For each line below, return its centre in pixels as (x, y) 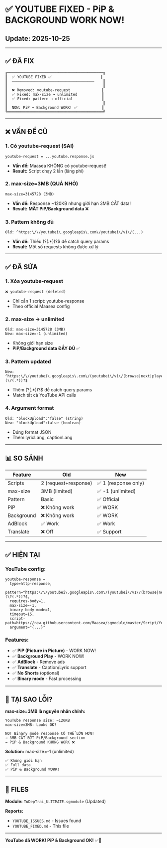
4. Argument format (30, 408)
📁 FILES (17, 789)
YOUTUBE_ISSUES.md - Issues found (47, 821)
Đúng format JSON (32, 432)
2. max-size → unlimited (35, 319)
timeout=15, (22, 614)
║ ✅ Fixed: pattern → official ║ (55, 99)
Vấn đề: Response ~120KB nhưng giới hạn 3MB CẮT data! (72, 203)
